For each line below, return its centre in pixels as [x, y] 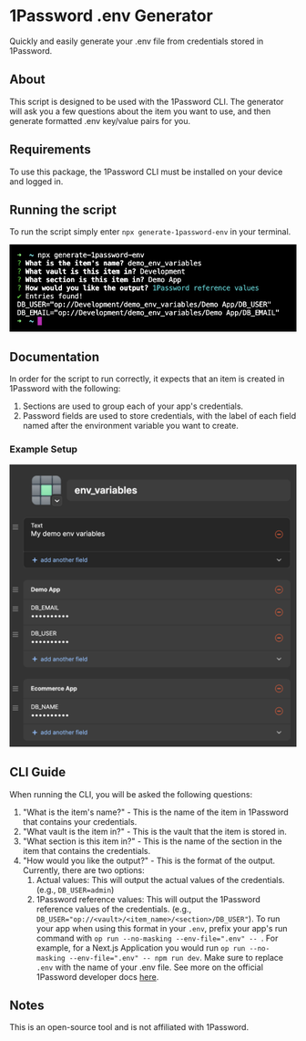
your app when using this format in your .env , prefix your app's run [162, 928]
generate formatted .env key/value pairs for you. [100, 120]
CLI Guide [38, 772]
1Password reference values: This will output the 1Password [148, 899]
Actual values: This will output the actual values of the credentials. [160, 880]
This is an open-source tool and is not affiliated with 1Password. [129, 1027]
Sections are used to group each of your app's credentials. [133, 406]
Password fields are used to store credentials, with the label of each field [159, 416]
